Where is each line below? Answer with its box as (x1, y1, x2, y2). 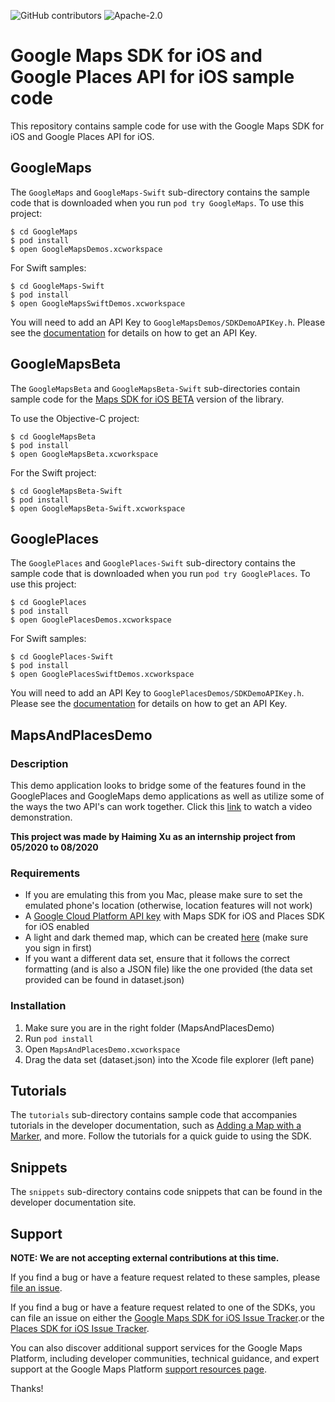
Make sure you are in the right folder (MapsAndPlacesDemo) (24, 1021, 275, 1034)
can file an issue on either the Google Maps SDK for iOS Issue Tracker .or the (10, 1312, 325, 1324)
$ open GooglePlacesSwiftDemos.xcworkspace (10, 670, 195, 680)
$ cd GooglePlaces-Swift (10, 652, 114, 662)
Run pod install (24, 1032, 94, 1044)
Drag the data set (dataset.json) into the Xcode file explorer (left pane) (24, 1053, 315, 1065)
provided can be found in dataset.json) (24, 974, 185, 986)
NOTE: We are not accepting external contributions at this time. (10, 1252, 280, 1264)
